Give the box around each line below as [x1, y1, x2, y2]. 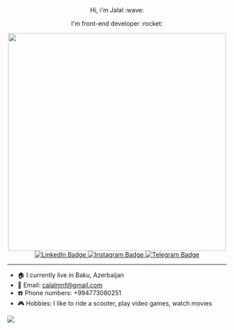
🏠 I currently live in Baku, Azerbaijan [17, 271, 124, 279]
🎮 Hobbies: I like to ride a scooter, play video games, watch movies [17, 299, 212, 307]
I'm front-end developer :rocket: [70, 19, 164, 27]
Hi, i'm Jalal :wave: [90, 6, 144, 14]
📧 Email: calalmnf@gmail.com [17, 281, 103, 289]
